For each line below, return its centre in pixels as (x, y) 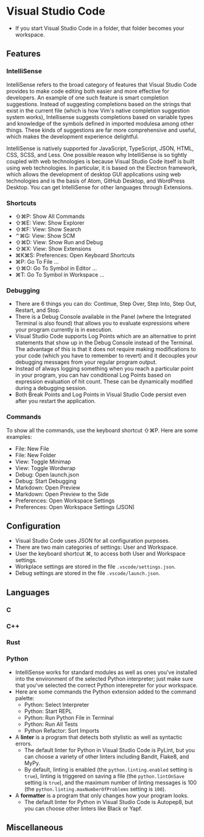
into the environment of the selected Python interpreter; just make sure (104, 678)
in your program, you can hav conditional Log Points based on (93, 375)
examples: (19, 437)
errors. (23, 744)
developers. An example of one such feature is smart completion (87, 97)
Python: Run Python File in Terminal (69, 717)
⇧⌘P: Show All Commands (50, 216)
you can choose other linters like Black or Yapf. (83, 808)
